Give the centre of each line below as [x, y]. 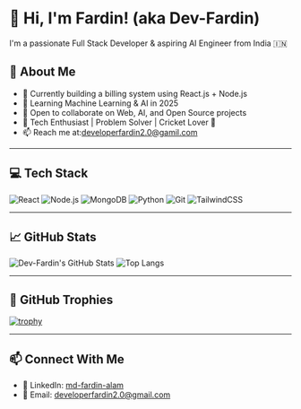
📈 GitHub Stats [53, 237]
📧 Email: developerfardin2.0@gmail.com [96, 395]
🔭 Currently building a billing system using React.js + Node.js [135, 93]
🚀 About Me [43, 72]
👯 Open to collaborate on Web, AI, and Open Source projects [134, 112]
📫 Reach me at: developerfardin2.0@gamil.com [110, 132]
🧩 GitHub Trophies [61, 300]
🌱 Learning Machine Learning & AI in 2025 [100, 103]
